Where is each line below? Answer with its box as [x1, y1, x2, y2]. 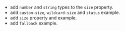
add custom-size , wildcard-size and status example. [10, 9, 120, 15]
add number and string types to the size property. [10, 4, 113, 10]
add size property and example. [10, 15, 77, 20]
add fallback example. [10, 20, 58, 26]
